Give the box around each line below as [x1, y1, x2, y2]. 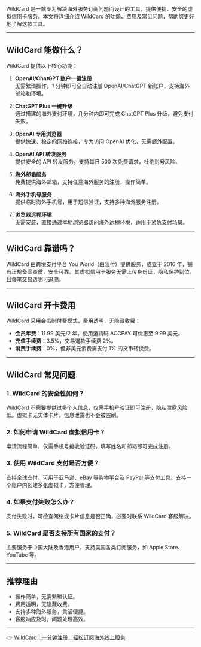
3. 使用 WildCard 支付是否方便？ [6, 459, 100, 467]
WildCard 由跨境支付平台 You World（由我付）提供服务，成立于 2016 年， [6, 260, 188, 268]
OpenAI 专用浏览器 [14, 130, 62, 137]
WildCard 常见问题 [6, 370, 76, 380]
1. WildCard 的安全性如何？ [6, 389, 85, 397]
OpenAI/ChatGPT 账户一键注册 [14, 74, 92, 82]
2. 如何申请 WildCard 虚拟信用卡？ [6, 428, 106, 436]
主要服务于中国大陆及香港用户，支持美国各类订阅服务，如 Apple [6, 544, 164, 551]
